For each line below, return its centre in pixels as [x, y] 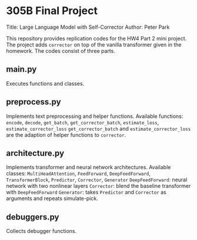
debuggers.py [33, 217]
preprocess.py [34, 102]
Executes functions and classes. [45, 83]
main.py [21, 70]
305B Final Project [52, 11]
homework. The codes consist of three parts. [61, 50]
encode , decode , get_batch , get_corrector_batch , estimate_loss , [83, 122]
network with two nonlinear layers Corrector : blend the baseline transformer [98, 186]
